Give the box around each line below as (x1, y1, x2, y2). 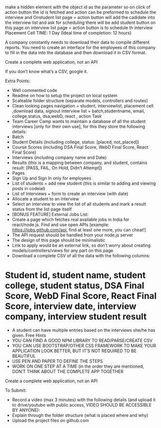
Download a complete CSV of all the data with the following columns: (12, 253, 150, 258)
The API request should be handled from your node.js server (12, 232, 133, 238)
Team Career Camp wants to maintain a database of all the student (12, 119, 146, 124)
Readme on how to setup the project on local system (12, 92, 118, 98)
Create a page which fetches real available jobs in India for (12, 216, 129, 222)
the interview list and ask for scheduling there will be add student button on (5, 19, 156, 25)
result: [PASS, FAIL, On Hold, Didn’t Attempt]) (12, 165, 102, 171)
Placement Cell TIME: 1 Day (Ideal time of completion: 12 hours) (5, 30, 132, 36)
